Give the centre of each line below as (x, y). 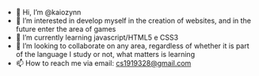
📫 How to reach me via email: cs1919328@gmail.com (103, 63)
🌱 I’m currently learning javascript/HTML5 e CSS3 (97, 37)
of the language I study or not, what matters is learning (105, 54)
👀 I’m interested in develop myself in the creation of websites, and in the (133, 21)
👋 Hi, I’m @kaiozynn (48, 12)
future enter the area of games (66, 29)
